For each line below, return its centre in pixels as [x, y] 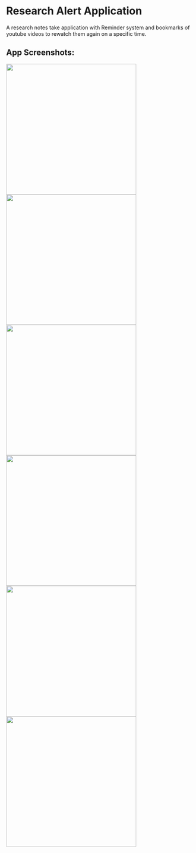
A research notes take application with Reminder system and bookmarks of [98, 27]
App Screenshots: [40, 53]
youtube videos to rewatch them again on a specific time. [76, 33]
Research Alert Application [74, 11]
